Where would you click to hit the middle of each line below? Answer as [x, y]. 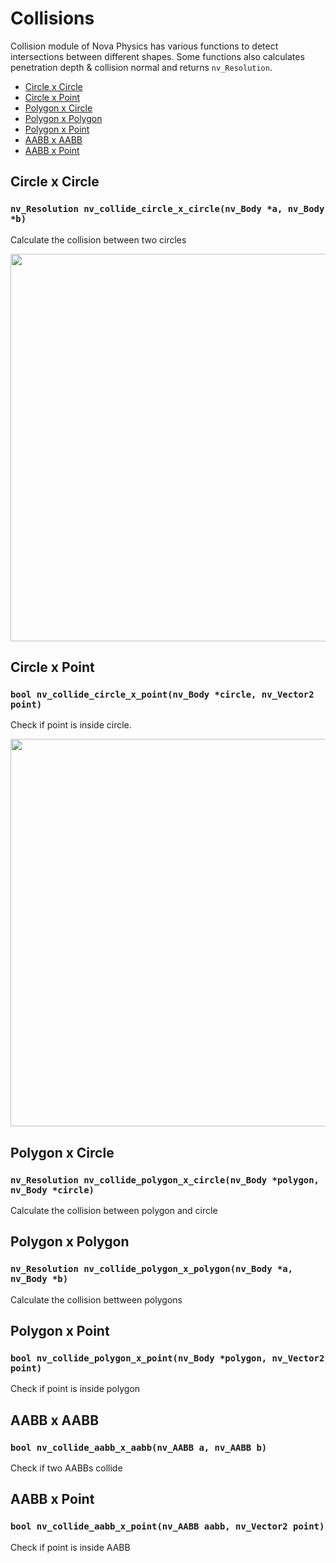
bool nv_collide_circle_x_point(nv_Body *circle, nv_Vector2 [162, 694]
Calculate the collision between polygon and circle [114, 1210]
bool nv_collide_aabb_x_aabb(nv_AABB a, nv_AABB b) [139, 1447]
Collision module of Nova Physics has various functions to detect [144, 46]
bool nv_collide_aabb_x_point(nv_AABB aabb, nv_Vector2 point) [167, 1526]
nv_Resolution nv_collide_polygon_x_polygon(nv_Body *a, [152, 1269]
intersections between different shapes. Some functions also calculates [157, 56]
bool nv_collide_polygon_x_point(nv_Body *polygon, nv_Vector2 [167, 1358]
